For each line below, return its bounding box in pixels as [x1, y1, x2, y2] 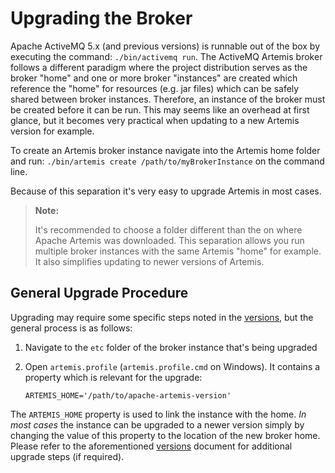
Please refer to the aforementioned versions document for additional [10, 440, 293, 452]
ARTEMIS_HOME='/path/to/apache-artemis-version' [24, 390, 232, 401]
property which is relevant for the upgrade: [24, 371, 203, 383]
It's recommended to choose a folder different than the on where [34, 223, 303, 236]
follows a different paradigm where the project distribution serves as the [10, 61, 308, 73]
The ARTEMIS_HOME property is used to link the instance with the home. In [10, 408, 307, 420]
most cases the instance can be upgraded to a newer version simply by [10, 418, 305, 431]
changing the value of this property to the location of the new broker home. [10, 429, 321, 441]
